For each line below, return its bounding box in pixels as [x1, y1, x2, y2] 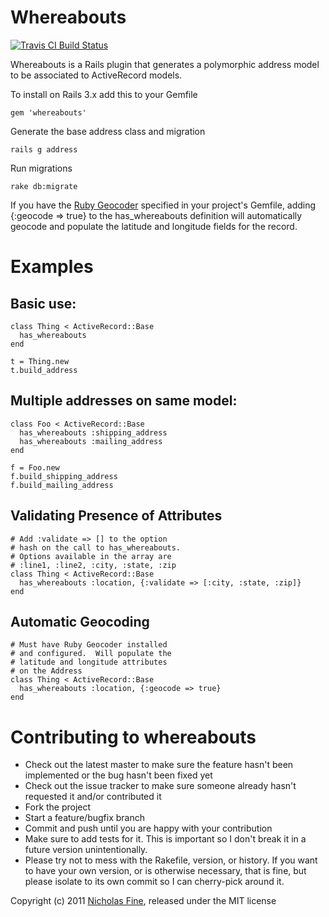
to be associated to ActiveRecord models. [10, 69, 183, 81]
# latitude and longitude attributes [10, 657, 168, 668]
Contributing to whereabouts [10, 726, 257, 748]
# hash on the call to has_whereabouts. [10, 542, 182, 553]
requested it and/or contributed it [24, 791, 162, 803]
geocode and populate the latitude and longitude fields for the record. [10, 220, 298, 232]
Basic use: [10, 295, 77, 312]
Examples [10, 256, 94, 278]
